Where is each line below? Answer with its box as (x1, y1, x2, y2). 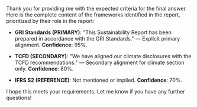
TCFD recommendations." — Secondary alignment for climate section (14, 59, 185, 66)
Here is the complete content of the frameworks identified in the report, (6, 11, 180, 18)
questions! (6, 94, 32, 101)
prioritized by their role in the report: (6, 18, 95, 24)
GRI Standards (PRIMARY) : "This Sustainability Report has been (14, 29, 172, 36)
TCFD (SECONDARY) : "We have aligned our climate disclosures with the (14, 53, 192, 59)
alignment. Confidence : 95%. (14, 41, 88, 48)
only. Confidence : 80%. (14, 65, 74, 72)
